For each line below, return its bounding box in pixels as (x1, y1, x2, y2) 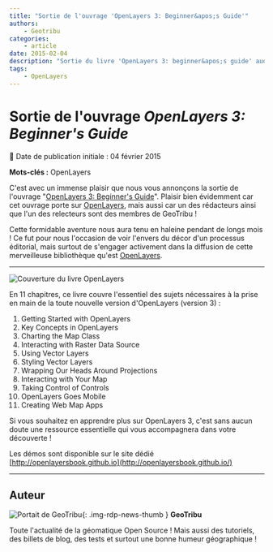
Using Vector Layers (20, 348, 89, 358)
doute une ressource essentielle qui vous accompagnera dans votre (9, 424, 237, 434)
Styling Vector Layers (20, 356, 93, 366)
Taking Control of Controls (20, 382, 109, 392)
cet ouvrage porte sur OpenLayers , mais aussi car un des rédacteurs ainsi (9, 200, 256, 209)
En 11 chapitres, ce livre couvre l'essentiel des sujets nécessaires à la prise (9, 289, 258, 299)
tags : (9, 65, 28, 73)
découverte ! (9, 433, 52, 442)
